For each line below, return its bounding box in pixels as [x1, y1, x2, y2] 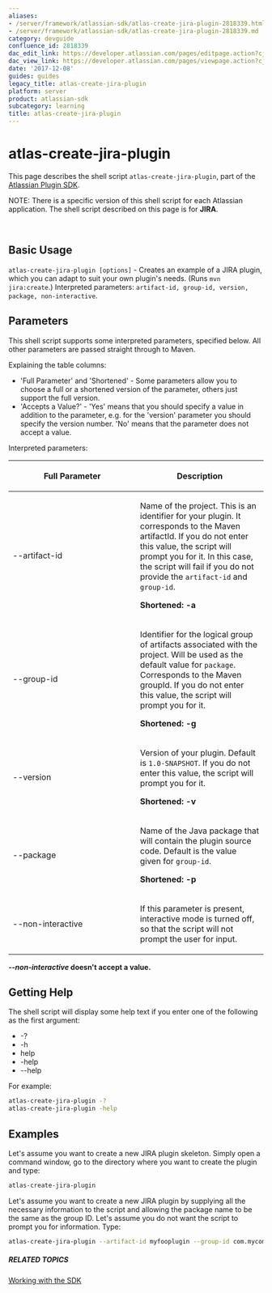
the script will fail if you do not [140, 560, 255, 572]
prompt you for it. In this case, [140, 551, 253, 562]
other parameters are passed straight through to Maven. [8, 344, 196, 354]
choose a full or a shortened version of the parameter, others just [19, 384, 238, 393]
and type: [8, 1165, 40, 1175]
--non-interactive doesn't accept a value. [8, 962, 151, 972]
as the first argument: [8, 1015, 80, 1025]
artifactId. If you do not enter [140, 530, 249, 542]
